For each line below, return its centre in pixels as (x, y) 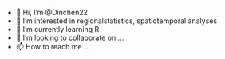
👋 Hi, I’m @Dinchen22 (52, 12)
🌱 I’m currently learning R (57, 29)
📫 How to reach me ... (53, 47)
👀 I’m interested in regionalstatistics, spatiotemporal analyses (116, 21)
